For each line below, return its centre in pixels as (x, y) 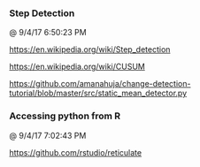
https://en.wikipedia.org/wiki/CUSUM (77, 67)
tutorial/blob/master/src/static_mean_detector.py (98, 93)
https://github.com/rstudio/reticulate (76, 152)
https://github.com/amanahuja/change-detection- (100, 84)
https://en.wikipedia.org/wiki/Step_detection (90, 49)
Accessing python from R (65, 116)
